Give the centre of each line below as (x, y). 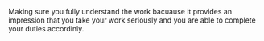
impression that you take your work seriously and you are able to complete (132, 20)
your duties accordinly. (46, 29)
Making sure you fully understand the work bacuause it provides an (120, 12)
